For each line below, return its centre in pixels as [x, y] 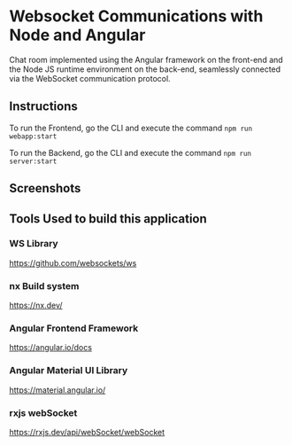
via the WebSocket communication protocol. [90, 78]
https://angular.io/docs [51, 348]
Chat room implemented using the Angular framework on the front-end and [146, 59]
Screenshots [45, 188]
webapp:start [33, 136]
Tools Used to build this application [108, 219]
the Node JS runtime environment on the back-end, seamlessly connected [145, 69]
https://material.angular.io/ [58, 390]
